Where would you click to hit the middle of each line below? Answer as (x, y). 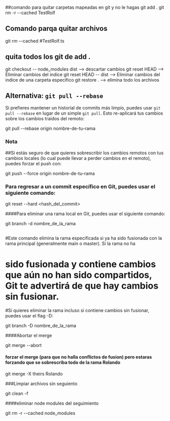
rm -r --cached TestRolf (30, 13)
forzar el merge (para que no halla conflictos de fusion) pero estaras (79, 357)
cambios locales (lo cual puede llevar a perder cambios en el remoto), (78, 158)
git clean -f (17, 393)
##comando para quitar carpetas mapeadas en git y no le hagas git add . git (85, 7)
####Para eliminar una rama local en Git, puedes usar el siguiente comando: (85, 214)
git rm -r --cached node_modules (40, 413)
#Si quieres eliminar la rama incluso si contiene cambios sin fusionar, (77, 310)
